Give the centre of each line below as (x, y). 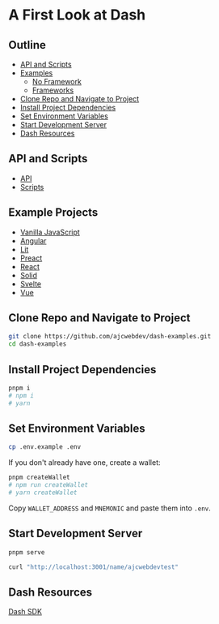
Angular (33, 240)
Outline (27, 45)
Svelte (31, 284)
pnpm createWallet (39, 478)
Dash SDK (25, 612)
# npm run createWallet (48, 485)
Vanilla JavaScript (50, 232)
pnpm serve (27, 552)
